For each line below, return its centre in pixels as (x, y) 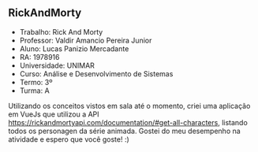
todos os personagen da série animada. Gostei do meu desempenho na (124, 131)
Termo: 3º (36, 82)
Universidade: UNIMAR (57, 65)
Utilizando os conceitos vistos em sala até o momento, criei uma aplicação (129, 106)
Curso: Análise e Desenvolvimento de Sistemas (96, 73)
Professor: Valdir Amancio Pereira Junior (86, 40)
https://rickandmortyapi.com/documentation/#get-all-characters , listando (128, 122)
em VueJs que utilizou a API (54, 114)
